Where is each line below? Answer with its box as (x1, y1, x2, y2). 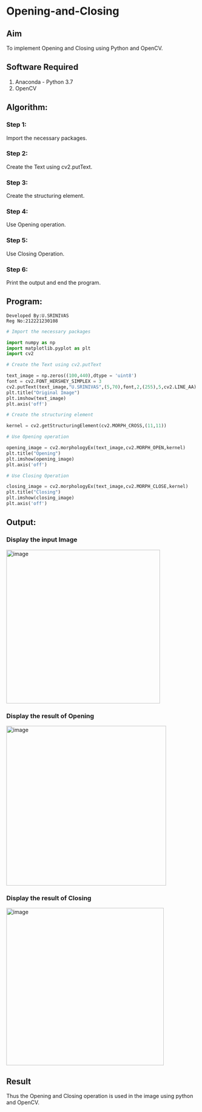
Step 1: (6, 120, 27, 129)
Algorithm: (6, 102, 48, 113)
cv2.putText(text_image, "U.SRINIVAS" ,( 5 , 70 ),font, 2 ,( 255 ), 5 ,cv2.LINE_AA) (6, 384, 197, 390)
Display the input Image (6, 535, 78, 544)
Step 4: (6, 208, 29, 216)
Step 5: (6, 236, 29, 245)
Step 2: (6, 149, 29, 158)
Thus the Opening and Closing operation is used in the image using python (6, 1093, 194, 1100)
